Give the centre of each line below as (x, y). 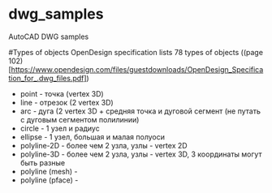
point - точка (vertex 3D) (62, 93)
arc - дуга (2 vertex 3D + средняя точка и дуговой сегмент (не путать (140, 111)
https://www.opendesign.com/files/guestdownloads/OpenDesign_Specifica (137, 69)
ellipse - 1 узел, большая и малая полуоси (92, 137)
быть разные (43, 162)
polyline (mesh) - (49, 171)
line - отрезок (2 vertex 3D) (67, 102)
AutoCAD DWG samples (49, 36)
